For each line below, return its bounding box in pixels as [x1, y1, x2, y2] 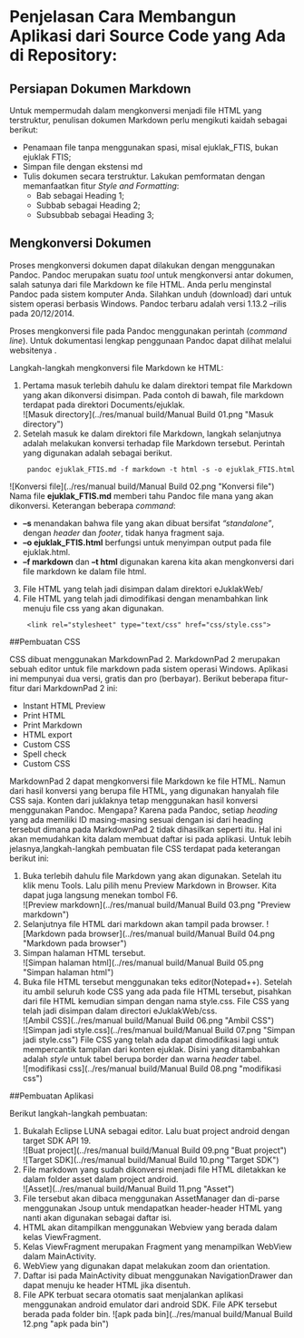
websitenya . [9, 345, 57, 356]
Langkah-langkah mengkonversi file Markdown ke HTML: [9, 362, 224, 373]
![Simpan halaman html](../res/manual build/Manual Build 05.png [22, 957, 264, 968]
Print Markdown [22, 719, 83, 730]
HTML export [22, 728, 73, 740]
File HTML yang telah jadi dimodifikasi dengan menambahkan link [22, 592, 269, 604]
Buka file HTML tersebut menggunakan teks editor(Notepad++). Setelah [22, 976, 293, 987]
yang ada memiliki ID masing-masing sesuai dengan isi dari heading [9, 814, 263, 825]
